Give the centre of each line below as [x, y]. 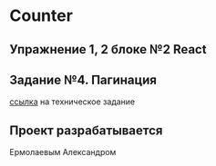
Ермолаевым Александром [63, 152]
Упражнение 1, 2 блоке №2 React [108, 49]
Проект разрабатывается [86, 130]
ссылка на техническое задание [72, 102]
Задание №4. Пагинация [83, 79]
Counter [41, 16]
